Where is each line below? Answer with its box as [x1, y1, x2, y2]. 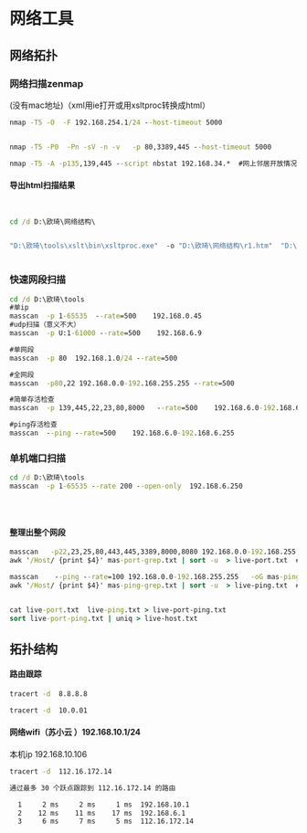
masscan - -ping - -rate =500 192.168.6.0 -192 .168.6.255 [9, 428, 235, 438]
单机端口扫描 [9, 451, 67, 464]
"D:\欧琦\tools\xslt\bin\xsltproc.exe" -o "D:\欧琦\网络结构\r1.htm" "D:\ [9, 241, 298, 251]
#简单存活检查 [9, 395, 55, 405]
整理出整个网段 [9, 526, 66, 537]
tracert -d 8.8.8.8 [9, 689, 89, 699]
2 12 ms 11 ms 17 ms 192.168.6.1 [17, 808, 185, 817]
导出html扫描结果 [9, 180, 76, 191]
